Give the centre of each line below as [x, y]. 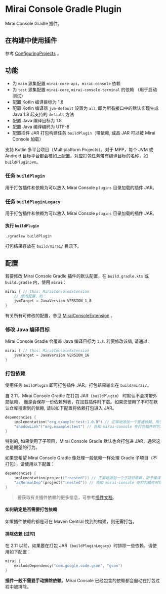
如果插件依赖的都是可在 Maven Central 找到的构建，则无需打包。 [71, 522]
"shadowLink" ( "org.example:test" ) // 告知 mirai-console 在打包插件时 [85, 426]
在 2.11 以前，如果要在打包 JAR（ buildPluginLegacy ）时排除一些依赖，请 [79, 546]
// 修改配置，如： [30, 296]
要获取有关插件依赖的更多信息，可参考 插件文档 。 [67, 497]
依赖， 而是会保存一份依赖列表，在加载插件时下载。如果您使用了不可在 [81, 402]
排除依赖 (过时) [20, 534]
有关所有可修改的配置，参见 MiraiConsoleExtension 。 [60, 316]
